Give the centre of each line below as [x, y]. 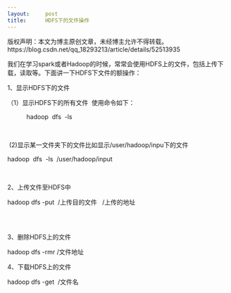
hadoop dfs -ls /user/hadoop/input [60, 158]
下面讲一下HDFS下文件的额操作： [93, 73]
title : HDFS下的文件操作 [48, 20]
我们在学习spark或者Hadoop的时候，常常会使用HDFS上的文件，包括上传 [113, 63]
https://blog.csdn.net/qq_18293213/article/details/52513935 [94, 49]
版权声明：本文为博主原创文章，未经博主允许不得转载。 [87, 41]
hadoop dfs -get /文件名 [43, 282]
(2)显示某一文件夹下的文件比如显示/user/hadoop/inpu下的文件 [99, 144]
